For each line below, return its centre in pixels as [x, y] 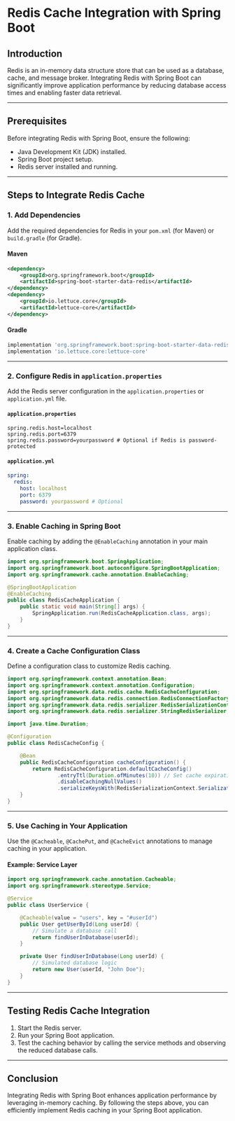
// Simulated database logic [75, 963]
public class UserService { [48, 905]
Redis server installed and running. [67, 167]
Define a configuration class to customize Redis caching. [89, 666]
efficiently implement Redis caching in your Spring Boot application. [105, 1110]
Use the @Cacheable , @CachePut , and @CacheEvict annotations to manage [110, 841]
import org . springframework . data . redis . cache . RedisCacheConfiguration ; [114, 692]
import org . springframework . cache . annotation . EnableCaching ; [98, 575]
